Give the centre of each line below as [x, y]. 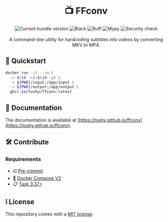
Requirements [23, 159]
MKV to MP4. [86, 45]
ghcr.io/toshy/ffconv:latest [41, 92]
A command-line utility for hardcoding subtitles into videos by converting [86, 39]
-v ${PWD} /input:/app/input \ [42, 82]
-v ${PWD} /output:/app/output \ [45, 87]
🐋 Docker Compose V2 [37, 178]
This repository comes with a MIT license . [49, 214]
